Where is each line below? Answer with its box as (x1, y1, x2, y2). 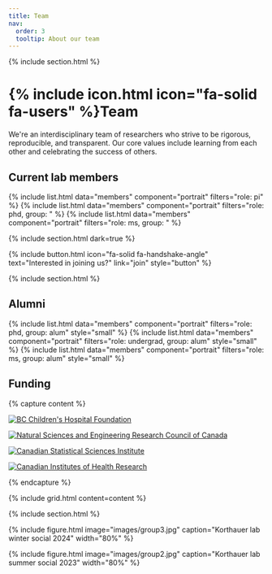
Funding (8, 377, 51, 391)
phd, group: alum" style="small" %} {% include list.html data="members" (8, 327, 254, 337)
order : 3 (15, 27, 45, 35)
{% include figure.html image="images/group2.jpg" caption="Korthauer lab (8, 549, 261, 559)
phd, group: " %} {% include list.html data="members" (8, 209, 191, 219)
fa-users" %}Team (8, 102, 139, 121)
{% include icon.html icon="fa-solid (8, 85, 257, 104)
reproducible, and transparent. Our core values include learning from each (8, 138, 257, 148)
